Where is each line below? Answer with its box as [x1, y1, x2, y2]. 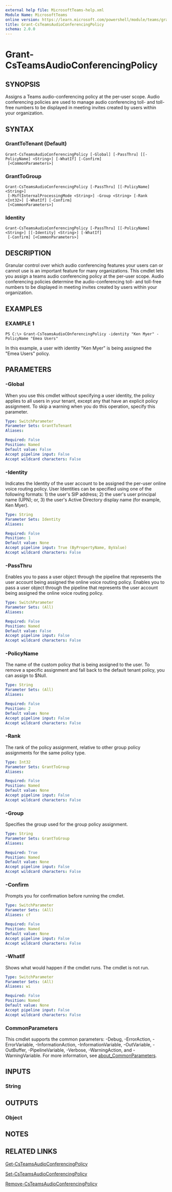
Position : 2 [5, 706, 31, 711]
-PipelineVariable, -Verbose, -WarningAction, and [28, 1047, 132, 1053]
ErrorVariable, [5, 1041, 35, 1047]
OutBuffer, [5, 1047, 27, 1053]
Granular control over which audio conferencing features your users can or [5, 262, 163, 268]
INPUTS [5, 1067, 31, 1076]
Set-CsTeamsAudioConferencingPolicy [5, 1170, 88, 1177]
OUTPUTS [5, 1099, 38, 1107]
